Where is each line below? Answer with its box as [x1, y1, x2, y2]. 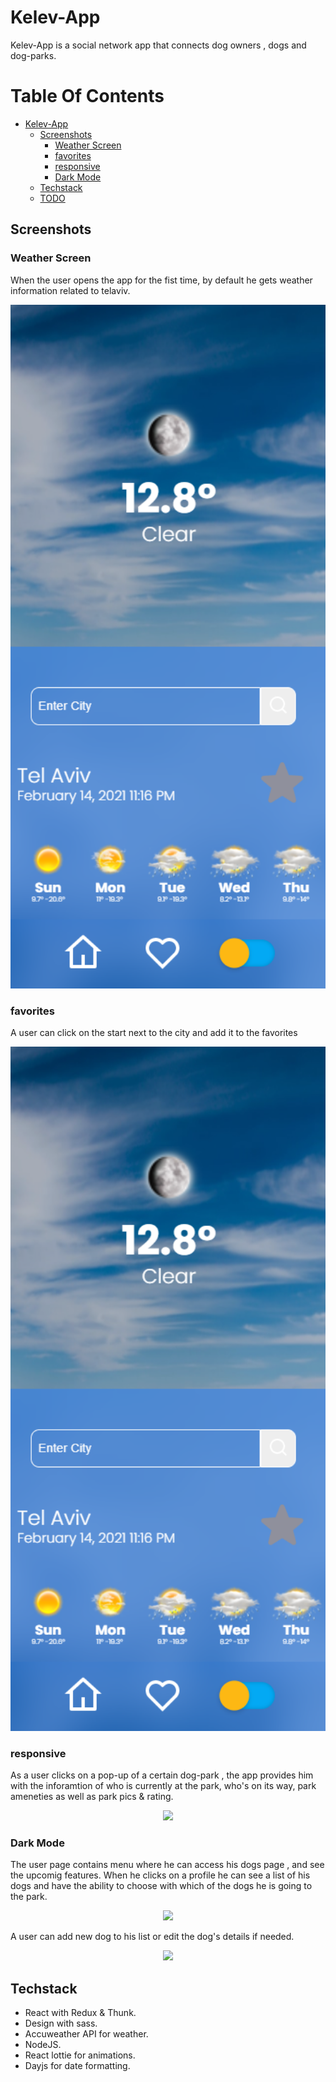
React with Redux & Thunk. [24, 2007, 137, 2019]
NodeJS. [24, 2039, 62, 2051]
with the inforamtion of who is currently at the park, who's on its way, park [10, 1780, 317, 1792]
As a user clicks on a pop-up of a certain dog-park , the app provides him [10, 1769, 314, 1781]
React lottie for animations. [24, 2049, 136, 2061]
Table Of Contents [10, 85, 165, 108]
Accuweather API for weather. [24, 2028, 149, 2040]
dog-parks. [10, 49, 57, 61]
